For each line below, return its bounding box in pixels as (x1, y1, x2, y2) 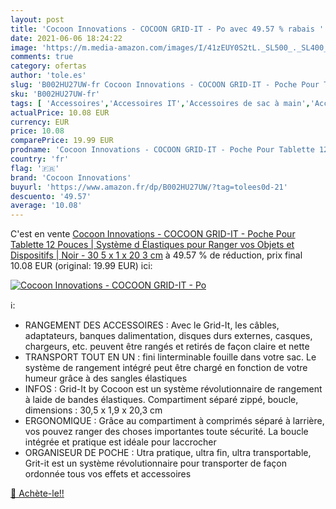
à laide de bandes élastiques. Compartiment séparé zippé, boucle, (24, 394, 299, 406)
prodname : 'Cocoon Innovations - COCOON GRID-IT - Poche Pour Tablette (10, 145, 315, 155)
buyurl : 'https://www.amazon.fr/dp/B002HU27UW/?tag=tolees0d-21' (10, 182, 288, 192)
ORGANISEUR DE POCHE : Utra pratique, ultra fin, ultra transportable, (24, 447, 312, 459)
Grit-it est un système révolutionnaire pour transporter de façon (24, 457, 288, 470)
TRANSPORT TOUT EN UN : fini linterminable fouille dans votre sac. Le (24, 351, 317, 363)
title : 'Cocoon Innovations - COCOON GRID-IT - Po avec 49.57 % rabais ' (10, 24, 325, 34)
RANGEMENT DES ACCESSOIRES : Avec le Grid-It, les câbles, (24, 319, 280, 331)
